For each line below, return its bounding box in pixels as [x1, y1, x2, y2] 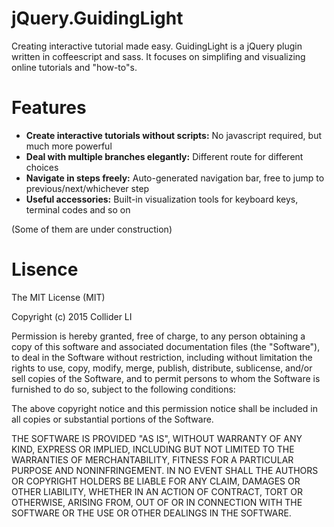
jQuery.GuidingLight [11, 7, 184, 30]
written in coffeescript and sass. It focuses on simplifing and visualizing [11, 50, 306, 62]
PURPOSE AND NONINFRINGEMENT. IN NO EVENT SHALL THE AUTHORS [11, 464, 319, 476]
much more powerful [25, 140, 113, 152]
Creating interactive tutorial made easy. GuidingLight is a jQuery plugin [11, 40, 303, 52]
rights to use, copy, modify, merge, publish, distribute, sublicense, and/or [11, 362, 313, 374]
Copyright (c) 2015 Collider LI [11, 310, 133, 322]
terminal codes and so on [25, 203, 131, 216]
